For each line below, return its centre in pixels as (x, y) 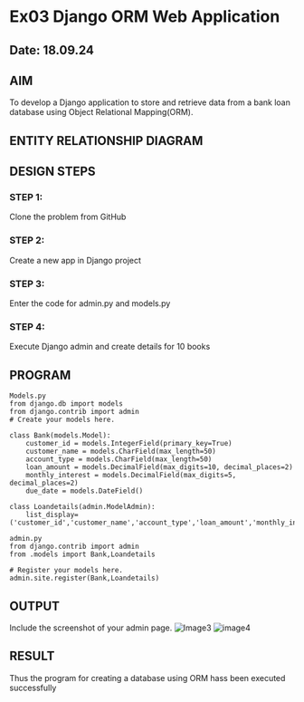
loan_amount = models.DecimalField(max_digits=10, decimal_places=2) (160, 467)
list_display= (52, 515)
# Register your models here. (66, 571)
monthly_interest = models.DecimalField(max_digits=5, (131, 476)
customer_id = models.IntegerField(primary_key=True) (129, 444)
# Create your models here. (62, 420)
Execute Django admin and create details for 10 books (110, 347)
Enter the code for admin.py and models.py (90, 303)
